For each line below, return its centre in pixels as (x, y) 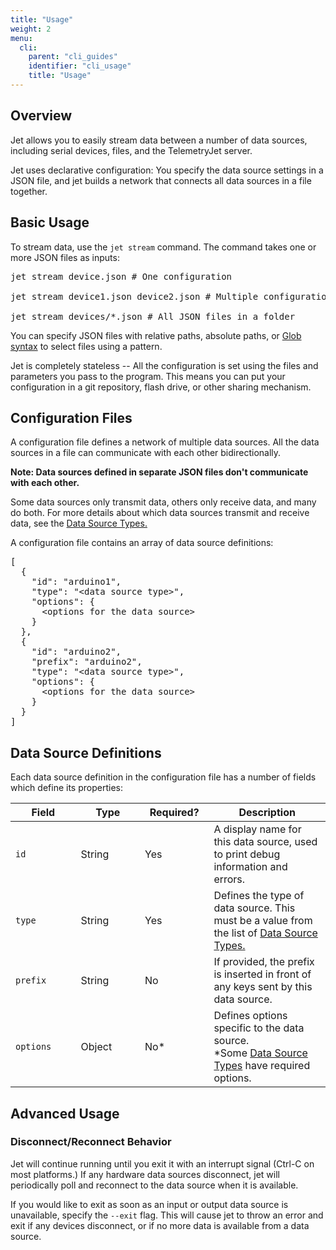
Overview (41, 116)
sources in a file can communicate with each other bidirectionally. (146, 453)
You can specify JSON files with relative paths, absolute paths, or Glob (156, 335)
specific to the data (259, 1028)
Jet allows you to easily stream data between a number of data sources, (159, 140)
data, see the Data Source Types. (79, 523)
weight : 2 (31, 29)
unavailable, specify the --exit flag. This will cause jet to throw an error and (167, 1215)
